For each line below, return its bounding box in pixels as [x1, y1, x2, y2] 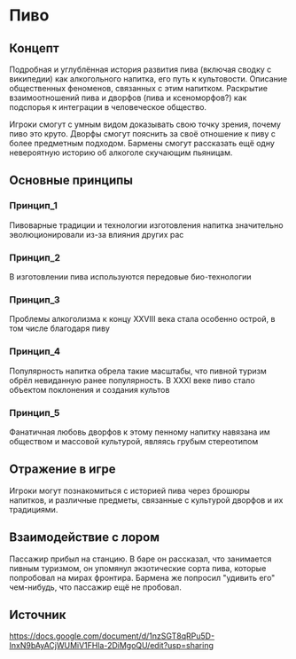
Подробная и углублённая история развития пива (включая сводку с [9, 64, 272, 75]
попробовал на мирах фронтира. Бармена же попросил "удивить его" [9, 572, 276, 583]
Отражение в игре [9, 462, 117, 477]
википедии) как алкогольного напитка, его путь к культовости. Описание [9, 74, 288, 84]
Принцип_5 [9, 406, 60, 419]
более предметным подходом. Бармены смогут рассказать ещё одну [9, 138, 275, 148]
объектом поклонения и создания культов [9, 384, 170, 395]
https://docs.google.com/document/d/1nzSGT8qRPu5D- [9, 631, 215, 641]
